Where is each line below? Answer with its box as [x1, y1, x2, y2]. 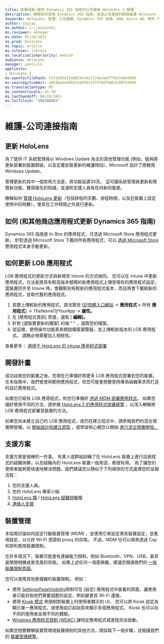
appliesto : [5, 67, 27, 72]
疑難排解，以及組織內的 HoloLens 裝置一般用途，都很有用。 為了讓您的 [13, 460, 156, 466]
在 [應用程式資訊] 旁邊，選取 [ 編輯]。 [12, 314, 88, 320]
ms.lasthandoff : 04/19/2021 [5, 94, 62, 99]
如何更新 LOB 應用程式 [5, 259, 72, 267]
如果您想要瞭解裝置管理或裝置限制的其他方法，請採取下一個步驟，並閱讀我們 [5, 627, 159, 633]
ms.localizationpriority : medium [5, 52, 73, 58]
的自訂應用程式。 [5, 385, 40, 390]
